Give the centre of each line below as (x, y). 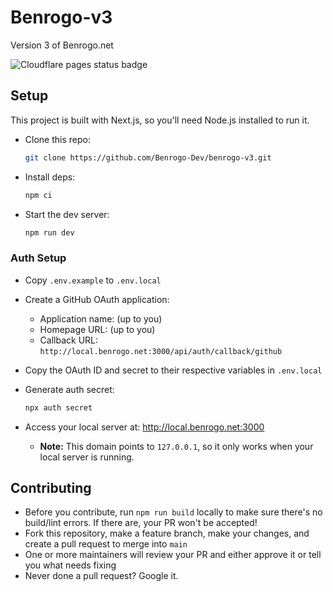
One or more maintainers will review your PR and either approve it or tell (173, 555)
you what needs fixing (70, 565)
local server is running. (87, 457)
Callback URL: (69, 340)
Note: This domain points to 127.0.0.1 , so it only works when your (176, 446)
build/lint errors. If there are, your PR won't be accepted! (141, 523)
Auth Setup (38, 258)
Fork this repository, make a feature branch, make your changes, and (167, 533)
